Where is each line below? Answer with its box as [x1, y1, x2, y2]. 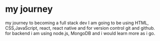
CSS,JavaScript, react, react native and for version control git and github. [5, 25, 155, 31]
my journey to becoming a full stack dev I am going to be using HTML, [5, 20, 149, 26]
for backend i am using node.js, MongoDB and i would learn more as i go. [5, 30, 156, 36]
